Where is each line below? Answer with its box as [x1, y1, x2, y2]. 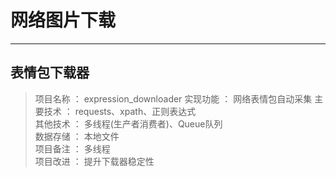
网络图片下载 [10, 9, 117, 32]
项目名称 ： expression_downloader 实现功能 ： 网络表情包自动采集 [34, 92, 313, 105]
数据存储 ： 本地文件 [34, 130, 120, 142]
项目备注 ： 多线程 [34, 142, 111, 155]
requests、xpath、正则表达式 [74, 105, 197, 117]
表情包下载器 [10, 64, 90, 81]
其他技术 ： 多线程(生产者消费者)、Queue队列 [34, 117, 223, 130]
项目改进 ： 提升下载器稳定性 [34, 155, 155, 167]
